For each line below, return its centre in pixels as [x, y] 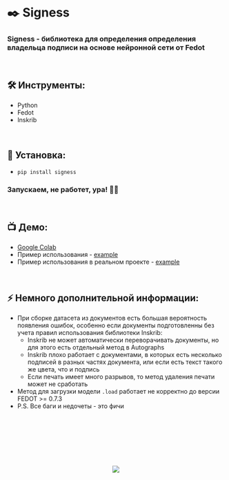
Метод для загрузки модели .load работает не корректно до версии [118, 392]
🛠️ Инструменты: [46, 85]
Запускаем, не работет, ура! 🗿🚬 [63, 190]
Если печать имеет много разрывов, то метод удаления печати [121, 377]
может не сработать [58, 384]
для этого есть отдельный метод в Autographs [96, 347]
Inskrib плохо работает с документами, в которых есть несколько [125, 355]
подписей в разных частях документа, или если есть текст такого [125, 362]
